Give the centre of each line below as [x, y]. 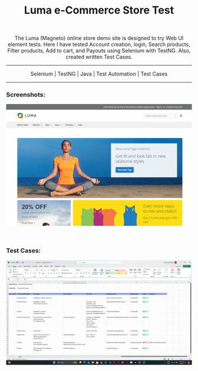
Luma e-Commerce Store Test [99, 10]
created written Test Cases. [99, 57]
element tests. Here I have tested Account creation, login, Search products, [99, 44]
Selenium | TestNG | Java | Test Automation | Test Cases [99, 74]
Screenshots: [26, 94]
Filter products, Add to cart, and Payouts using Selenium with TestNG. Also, [99, 50]
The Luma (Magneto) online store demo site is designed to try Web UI [99, 38]
